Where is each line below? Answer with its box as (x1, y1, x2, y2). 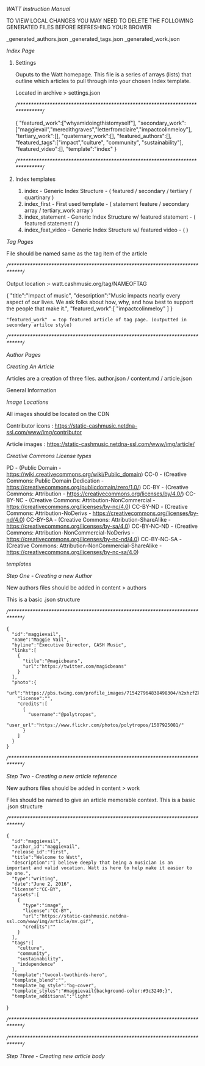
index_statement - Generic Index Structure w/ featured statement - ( (24, 213, 196, 221)
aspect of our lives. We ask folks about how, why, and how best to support (6, 299, 193, 305)
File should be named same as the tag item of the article (6, 250, 148, 257)
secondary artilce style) (6, 322, 72, 328)
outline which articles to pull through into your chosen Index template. (15, 78, 191, 84)
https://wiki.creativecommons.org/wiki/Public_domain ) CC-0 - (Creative (6, 470, 187, 478)
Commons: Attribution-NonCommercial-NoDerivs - (6, 529, 134, 536)
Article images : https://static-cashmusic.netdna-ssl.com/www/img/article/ (6, 440, 195, 448)
